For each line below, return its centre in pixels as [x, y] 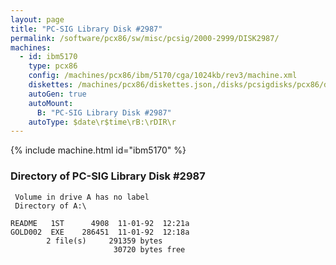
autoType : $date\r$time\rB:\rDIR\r [102, 122]
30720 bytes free [149, 249]
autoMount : [51, 103]
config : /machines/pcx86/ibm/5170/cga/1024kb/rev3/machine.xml [163, 76]
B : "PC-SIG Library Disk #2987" [104, 112]
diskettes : [51, 85]
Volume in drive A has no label [82, 197]
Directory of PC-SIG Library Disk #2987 [108, 176]
